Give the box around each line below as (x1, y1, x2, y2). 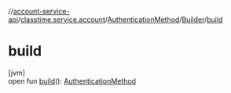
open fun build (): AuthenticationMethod (8, 76, 136, 85)
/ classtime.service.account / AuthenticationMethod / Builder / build (17, 15, 223, 24)
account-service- (13, 7, 70, 16)
